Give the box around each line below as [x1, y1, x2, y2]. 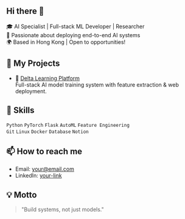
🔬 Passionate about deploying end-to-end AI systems [6, 31, 141, 38]
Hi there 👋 [6, 6, 44, 16]
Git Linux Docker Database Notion [6, 129, 89, 135]
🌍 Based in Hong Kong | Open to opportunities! [6, 38, 126, 46]
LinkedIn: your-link [15, 172, 62, 179]
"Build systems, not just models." [21, 206, 105, 214]
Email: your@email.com [15, 165, 74, 173]
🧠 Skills [6, 105, 35, 116]
